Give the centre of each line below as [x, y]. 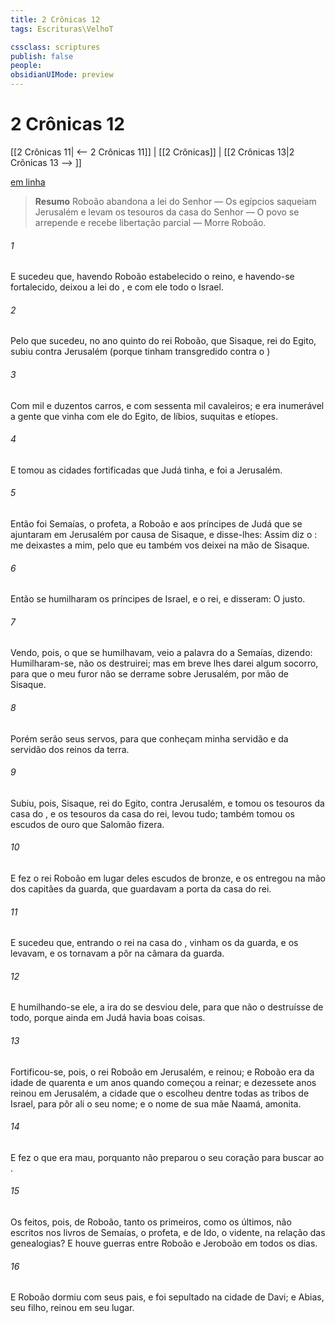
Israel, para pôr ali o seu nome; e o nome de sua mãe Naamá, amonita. [156, 1103]
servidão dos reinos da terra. [70, 749]
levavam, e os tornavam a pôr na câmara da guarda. [117, 953]
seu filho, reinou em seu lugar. [72, 1308]
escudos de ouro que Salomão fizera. [87, 824]
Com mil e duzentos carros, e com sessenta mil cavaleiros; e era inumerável [167, 405]
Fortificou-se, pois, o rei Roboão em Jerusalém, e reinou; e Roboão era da [162, 1072]
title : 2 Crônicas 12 [55, 19]
